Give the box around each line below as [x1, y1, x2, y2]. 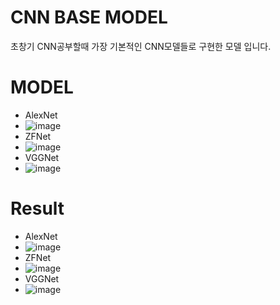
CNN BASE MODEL [10, 6, 168, 29]
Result [10, 197, 65, 220]
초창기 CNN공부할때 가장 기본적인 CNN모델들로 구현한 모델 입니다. [10, 40, 272, 52]
